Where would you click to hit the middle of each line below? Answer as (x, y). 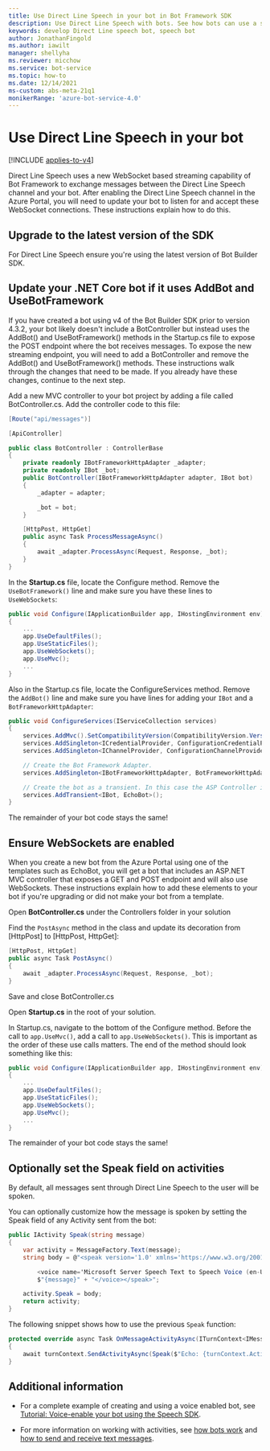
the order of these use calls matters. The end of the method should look (127, 1044)
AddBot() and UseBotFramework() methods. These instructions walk (122, 363)
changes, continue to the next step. (67, 380)
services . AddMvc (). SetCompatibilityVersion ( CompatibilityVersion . (136, 736)
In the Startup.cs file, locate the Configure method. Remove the (114, 582)
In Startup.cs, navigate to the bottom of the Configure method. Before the (130, 1027)
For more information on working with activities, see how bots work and (139, 1430)
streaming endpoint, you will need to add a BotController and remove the (129, 354)
